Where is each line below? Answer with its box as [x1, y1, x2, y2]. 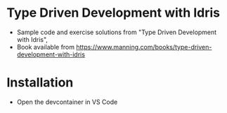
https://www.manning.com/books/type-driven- [76, 43, 212, 51]
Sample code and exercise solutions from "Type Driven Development [16, 28, 217, 36]
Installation [6, 75, 74, 91]
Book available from [16, 43, 75, 51]
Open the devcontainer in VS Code [16, 98, 118, 106]
